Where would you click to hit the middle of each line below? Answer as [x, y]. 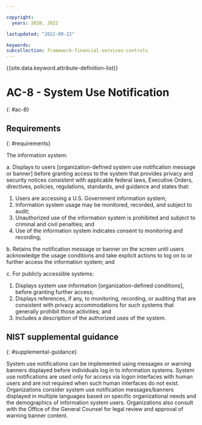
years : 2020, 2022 [35, 23]
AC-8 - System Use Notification [88, 93]
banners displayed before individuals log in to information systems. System [100, 370]
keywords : [19, 45]
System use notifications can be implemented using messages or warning [99, 363]
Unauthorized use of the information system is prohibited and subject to [105, 218]
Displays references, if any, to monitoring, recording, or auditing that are [106, 298]
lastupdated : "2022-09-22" [40, 34]
